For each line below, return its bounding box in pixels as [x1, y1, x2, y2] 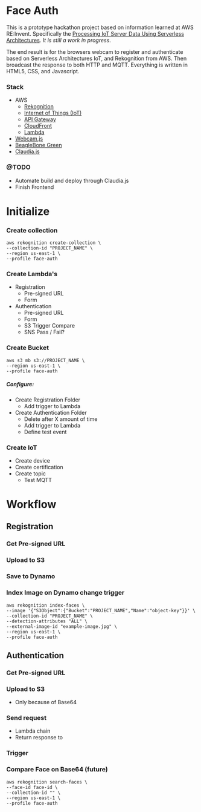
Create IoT [6, 443, 37, 452]
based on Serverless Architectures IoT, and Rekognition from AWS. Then [6, 54, 187, 62]
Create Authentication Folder [14, 409, 88, 416]
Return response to [14, 734, 63, 741]
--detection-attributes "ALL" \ [6, 618, 88, 624]
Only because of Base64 [14, 699, 77, 706]
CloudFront [24, 122, 53, 130]
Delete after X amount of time [24, 415, 98, 423]
